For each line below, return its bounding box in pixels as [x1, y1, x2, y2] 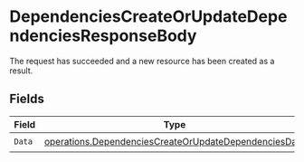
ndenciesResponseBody [9, 25, 197, 46]
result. [9, 65, 33, 76]
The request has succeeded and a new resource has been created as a [9, 55, 275, 66]
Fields [9, 91, 45, 107]
